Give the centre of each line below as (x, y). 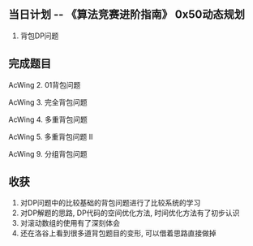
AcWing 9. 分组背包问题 (48, 153)
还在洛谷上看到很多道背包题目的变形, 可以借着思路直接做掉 (118, 233)
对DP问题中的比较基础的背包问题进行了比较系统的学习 (110, 203)
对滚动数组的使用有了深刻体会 (70, 223)
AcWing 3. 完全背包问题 (48, 102)
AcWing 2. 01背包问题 (45, 84)
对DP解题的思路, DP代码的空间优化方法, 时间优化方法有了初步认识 (130, 213)
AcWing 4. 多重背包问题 (48, 119)
